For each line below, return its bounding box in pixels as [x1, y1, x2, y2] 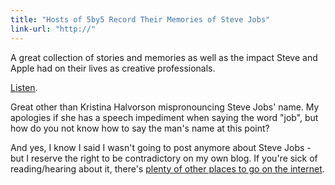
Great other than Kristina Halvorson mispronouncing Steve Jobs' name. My [10, 101, 320, 113]
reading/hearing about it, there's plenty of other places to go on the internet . [10, 162, 325, 175]
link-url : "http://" [10, 24, 97, 34]
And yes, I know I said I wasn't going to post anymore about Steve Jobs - [10, 141, 312, 153]
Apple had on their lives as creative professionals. [10, 62, 216, 74]
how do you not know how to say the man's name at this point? [10, 122, 270, 134]
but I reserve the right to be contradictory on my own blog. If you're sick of [10, 152, 318, 164]
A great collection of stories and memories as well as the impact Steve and [10, 51, 318, 63]
